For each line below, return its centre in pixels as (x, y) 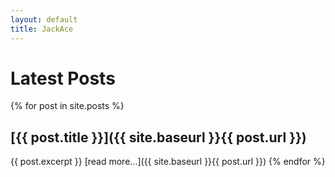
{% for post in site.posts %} (67, 106)
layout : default (44, 19)
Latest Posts (63, 78)
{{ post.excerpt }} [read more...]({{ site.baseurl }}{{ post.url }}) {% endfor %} (168, 162)
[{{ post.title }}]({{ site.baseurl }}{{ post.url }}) (158, 137)
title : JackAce (42, 29)
